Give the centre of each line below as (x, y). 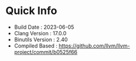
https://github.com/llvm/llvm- (94, 46)
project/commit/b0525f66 (46, 52)
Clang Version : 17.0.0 (40, 33)
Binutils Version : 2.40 (41, 39)
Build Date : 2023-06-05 (44, 27)
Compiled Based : (35, 46)
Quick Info (31, 11)
